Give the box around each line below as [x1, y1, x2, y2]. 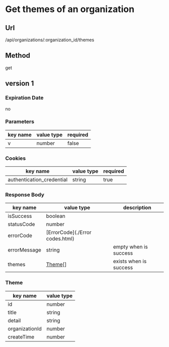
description [123, 204, 152, 211]
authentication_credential [8, 176, 68, 183]
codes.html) [46, 235, 74, 242]
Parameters [5, 118, 34, 125]
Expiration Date [5, 94, 44, 101]
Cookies [5, 155, 26, 162]
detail [8, 317, 21, 324]
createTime [8, 333, 35, 340]
